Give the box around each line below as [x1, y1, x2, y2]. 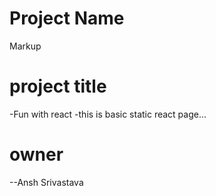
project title [9, 75, 107, 98]
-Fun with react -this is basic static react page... [9, 108, 207, 120]
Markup [9, 40, 42, 52]
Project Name [9, 7, 125, 30]
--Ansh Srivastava [9, 176, 84, 188]
